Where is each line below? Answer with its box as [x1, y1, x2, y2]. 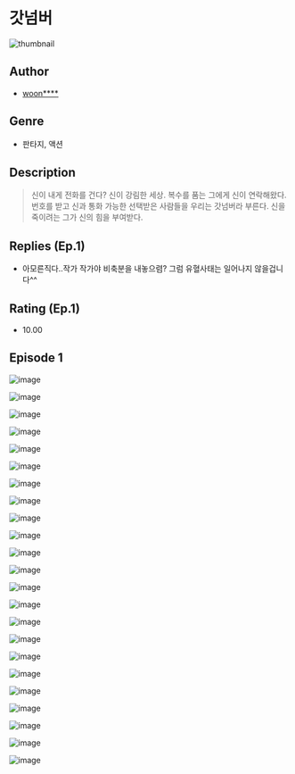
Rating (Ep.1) [9, 301, 80, 316]
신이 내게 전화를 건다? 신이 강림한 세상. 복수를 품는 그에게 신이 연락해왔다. [30, 189, 287, 201]
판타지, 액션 [21, 138, 64, 149]
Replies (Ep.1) [9, 238, 86, 254]
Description [9, 164, 76, 179]
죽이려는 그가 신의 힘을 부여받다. [30, 212, 143, 223]
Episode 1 [9, 350, 64, 366]
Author [9, 64, 49, 79]
